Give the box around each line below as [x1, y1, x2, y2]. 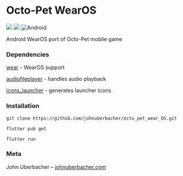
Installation [6, 102, 40, 110]
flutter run [6, 136, 36, 142]
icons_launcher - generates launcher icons [6, 87, 111, 94]
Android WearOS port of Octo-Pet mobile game [6, 35, 122, 42]
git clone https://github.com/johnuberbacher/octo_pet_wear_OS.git [6, 115, 178, 121]
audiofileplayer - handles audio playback [6, 76, 106, 83]
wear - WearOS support [6, 64, 65, 71]
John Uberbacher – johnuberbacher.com [6, 163, 106, 170]
